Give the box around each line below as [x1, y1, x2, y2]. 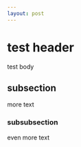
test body [7, 63, 34, 71]
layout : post [7, 10, 45, 17]
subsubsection [7, 117, 58, 127]
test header [7, 39, 74, 55]
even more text [7, 133, 50, 142]
